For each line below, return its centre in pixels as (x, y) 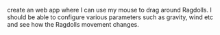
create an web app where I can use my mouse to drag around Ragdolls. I (110, 10)
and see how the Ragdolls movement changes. (73, 24)
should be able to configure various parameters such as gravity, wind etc (110, 17)
